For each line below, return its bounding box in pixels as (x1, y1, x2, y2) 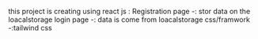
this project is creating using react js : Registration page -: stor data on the (8, 7, 251, 16)
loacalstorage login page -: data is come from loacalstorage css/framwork (8, 15, 251, 24)
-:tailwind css (8, 23, 53, 32)
